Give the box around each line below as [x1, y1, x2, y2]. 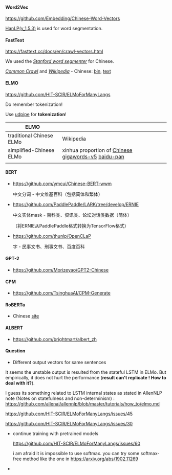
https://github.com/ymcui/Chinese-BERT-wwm [12, 180, 112, 187]
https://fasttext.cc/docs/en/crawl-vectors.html [5, 49, 103, 55]
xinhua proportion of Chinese [62, 146, 133, 153]
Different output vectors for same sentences [12, 359, 106, 365]
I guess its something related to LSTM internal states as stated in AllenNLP [5, 390, 162, 396]
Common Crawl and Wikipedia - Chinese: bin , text [5, 68, 111, 74]
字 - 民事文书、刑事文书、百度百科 [12, 243, 85, 250]
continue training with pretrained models [12, 430, 99, 437]
